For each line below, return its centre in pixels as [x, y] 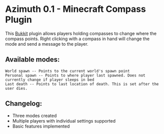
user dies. [16, 88]
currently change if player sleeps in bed [50, 80]
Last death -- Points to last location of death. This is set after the [82, 84]
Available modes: [33, 60]
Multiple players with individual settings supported [64, 121]
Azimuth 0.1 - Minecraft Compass [76, 9]
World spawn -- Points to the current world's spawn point [68, 71]
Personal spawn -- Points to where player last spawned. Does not [75, 75]
